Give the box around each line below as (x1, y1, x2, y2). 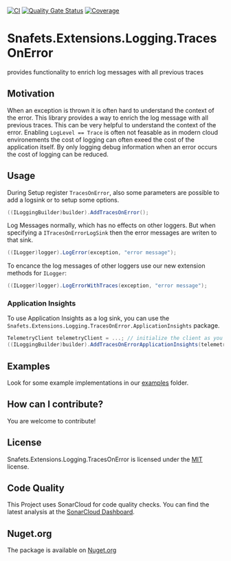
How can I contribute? (7, 399, 104, 410)
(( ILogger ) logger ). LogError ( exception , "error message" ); (7, 249, 177, 256)
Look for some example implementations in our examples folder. (7, 379, 189, 387)
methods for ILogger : (7, 269, 67, 277)
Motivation (7, 88, 55, 100)
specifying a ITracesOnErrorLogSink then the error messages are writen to (7, 229, 217, 237)
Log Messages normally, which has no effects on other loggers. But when (7, 221, 216, 230)
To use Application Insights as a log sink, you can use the (7, 314, 170, 323)
